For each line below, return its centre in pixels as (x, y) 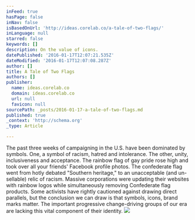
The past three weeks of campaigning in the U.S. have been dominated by (96, 148)
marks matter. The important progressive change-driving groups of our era (97, 204)
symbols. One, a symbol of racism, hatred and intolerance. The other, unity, (97, 154)
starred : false (25, 39)
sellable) (16, 179)
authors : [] (21, 77)
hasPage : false (25, 17)
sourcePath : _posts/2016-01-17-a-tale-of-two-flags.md (75, 110)
